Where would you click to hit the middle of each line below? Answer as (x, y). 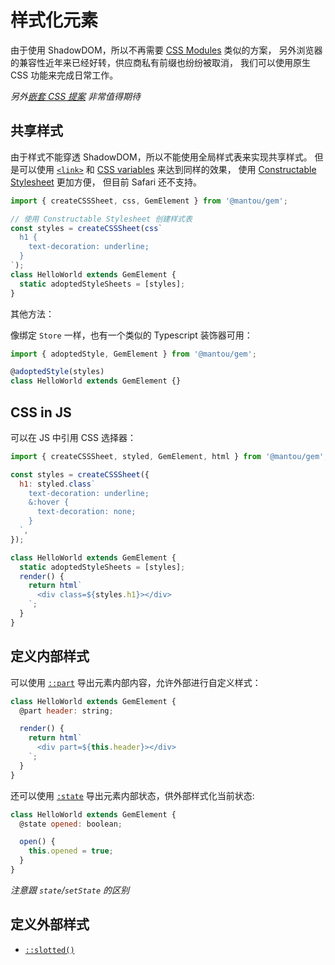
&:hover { (49, 502)
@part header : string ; (66, 711)
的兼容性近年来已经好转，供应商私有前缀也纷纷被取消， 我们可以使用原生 (160, 62)
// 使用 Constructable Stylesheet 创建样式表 (101, 219)
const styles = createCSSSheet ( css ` (86, 228)
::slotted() (49, 950)
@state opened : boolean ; (71, 824)
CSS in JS (41, 412)
